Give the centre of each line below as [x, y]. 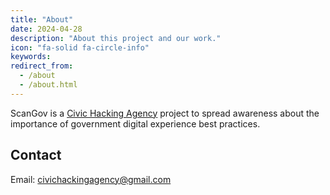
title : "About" [42, 19]
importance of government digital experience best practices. [135, 123]
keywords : [31, 57]
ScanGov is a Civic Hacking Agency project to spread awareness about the [165, 113]
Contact [36, 155]
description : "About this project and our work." [116, 38]
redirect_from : [42, 66]
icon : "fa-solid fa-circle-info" [80, 47]
